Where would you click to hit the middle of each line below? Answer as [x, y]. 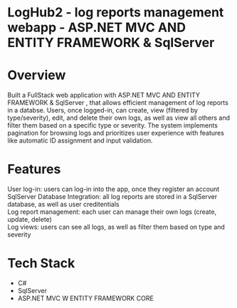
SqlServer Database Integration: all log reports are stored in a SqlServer [112, 197]
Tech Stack [41, 263]
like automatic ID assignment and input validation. [80, 140]
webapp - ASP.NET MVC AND [97, 27]
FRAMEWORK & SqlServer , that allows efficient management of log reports [118, 103]
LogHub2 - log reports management [116, 12]
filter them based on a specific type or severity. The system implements [113, 125]
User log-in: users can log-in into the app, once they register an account [114, 189]
